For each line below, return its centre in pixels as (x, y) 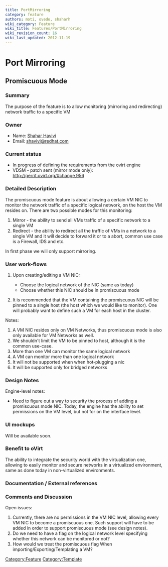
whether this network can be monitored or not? (61, 539)
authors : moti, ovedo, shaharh (38, 19)
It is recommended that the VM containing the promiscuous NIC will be (86, 300)
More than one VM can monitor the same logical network (71, 351)
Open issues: (19, 508)
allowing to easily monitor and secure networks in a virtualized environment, (84, 465)
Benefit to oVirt (24, 448)
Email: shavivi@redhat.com (40, 141)
